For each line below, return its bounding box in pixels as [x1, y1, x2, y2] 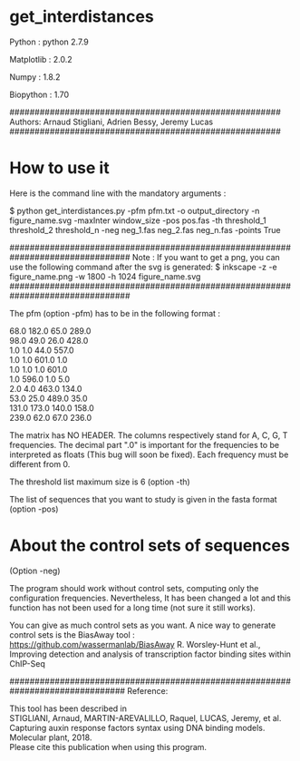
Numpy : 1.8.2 [9, 71, 61, 83]
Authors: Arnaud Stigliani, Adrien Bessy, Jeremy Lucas [9, 116, 214, 127]
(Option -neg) [9, 565, 61, 576]
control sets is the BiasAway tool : [9, 629, 136, 640]
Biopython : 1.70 [9, 89, 70, 100]
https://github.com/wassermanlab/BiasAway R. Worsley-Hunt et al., [9, 639, 261, 649]
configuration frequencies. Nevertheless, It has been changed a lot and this [9, 592, 292, 603]
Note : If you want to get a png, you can [131, 251, 281, 262]
